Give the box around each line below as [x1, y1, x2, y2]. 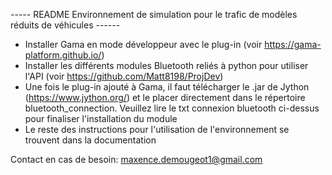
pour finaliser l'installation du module [24, 113, 178, 124]
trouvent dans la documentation [24, 134, 157, 146]
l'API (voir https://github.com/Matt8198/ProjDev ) [24, 70, 224, 82]
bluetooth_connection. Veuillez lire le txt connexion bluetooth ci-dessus [24, 102, 320, 114]
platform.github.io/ [24, 49, 102, 61]
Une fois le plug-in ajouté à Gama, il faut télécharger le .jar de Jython [24, 81, 310, 93]
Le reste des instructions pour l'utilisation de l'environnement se [24, 124, 290, 135]
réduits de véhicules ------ [10, 19, 121, 31]
